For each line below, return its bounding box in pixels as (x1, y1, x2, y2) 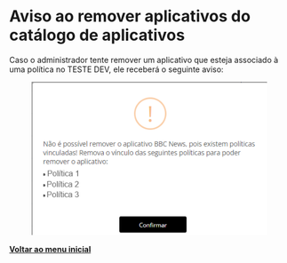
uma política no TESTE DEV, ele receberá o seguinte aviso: (9, 64, 224, 75)
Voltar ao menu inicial (9, 244, 92, 255)
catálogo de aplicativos (9, 25, 185, 45)
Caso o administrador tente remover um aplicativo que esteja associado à (9, 54, 279, 65)
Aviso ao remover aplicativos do (9, 6, 251, 27)
